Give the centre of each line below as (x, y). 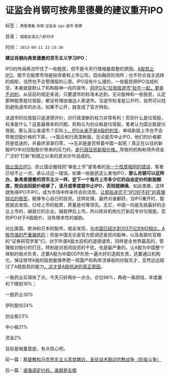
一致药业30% (19, 294)
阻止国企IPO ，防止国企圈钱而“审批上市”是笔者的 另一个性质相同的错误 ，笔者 (84, 166)
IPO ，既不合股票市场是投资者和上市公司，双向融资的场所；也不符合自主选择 (85, 75)
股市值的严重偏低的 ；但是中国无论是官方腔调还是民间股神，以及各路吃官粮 (83, 235)
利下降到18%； (21, 283)
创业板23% (17, 316)
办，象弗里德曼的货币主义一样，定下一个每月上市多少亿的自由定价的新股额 (83, 179)
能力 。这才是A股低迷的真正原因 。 (70, 266)
